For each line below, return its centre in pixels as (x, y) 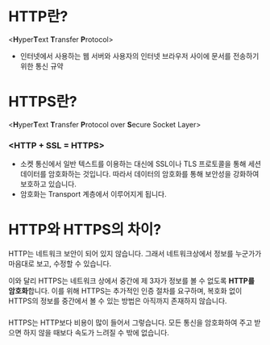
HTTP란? (38, 17)
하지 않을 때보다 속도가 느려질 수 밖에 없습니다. (96, 333)
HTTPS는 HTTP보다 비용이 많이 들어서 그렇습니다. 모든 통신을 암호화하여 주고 (130, 322)
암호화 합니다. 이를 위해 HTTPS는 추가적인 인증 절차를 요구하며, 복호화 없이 (125, 291)
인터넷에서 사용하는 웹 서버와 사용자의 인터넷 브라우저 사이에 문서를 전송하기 (139, 56)
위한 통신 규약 (42, 66)
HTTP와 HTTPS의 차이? (85, 230)
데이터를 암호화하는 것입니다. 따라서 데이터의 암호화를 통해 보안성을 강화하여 (139, 174)
